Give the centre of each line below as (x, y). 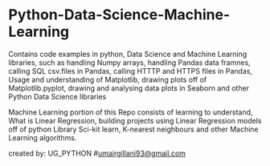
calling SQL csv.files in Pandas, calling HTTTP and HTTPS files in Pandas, (131, 71)
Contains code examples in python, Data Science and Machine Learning (128, 54)
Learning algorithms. (43, 137)
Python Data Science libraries (57, 96)
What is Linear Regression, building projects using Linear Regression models (135, 120)
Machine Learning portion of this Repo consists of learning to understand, (131, 112)
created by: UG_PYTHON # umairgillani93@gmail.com (97, 153)
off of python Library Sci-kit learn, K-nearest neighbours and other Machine (133, 129)
